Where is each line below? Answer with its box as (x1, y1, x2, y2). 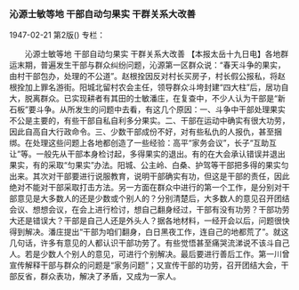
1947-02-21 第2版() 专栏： (9, 29, 105, 41)
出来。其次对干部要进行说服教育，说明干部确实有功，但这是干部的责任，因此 (9, 171, 290, 181)
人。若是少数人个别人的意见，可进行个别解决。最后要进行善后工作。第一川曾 (9, 249, 290, 260)
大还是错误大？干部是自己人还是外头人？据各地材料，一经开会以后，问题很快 (9, 215, 290, 226)
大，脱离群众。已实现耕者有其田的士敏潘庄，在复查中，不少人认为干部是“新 (9, 93, 287, 104)
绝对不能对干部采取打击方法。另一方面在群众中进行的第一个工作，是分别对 (9, 182, 282, 193)
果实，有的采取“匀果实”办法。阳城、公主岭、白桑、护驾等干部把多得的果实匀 (9, 160, 289, 171)
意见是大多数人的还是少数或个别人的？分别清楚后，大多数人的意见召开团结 (16, 193, 290, 204)
